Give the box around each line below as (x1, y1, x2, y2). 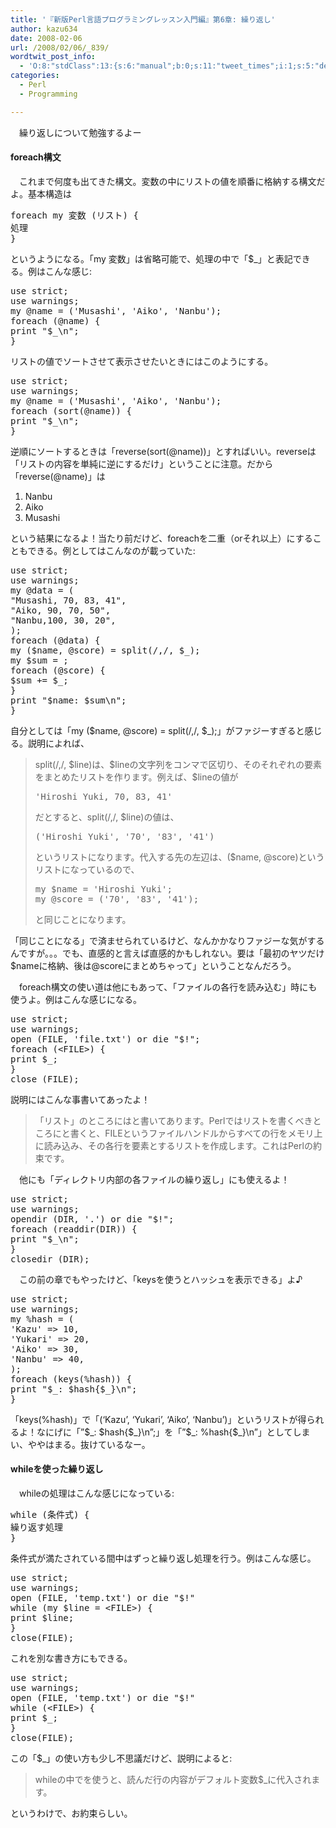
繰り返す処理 (10, 1522, 63, 1533)
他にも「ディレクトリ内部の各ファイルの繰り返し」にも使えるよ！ (18, 1173, 290, 1185)
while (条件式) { (10, 1509, 90, 1521)
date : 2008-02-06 (10, 33, 83, 43)
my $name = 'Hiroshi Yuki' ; (34, 883, 173, 895)
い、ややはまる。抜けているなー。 (10, 1438, 151, 1450)
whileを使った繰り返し (10, 1463, 104, 1475)
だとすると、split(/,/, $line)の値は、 (34, 811, 180, 823)
